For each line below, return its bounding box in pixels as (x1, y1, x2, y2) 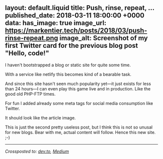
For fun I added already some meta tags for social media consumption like (5, 100, 153, 106)
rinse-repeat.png (5, 34, 58, 43)
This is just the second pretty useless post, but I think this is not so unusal (5, 124, 153, 130)
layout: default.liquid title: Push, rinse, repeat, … (5, 4, 154, 12)
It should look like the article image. (5, 115, 76, 120)
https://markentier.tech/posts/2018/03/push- (5, 27, 147, 35)
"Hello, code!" (5, 49, 49, 58)
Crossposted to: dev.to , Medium (5, 148, 69, 154)
